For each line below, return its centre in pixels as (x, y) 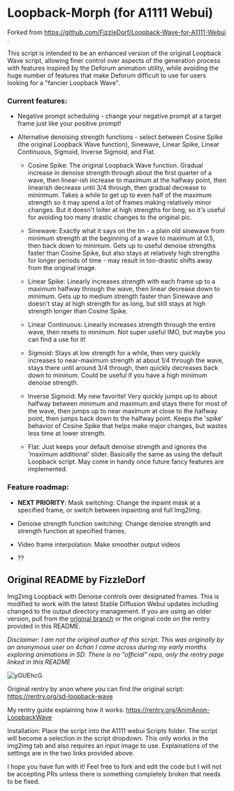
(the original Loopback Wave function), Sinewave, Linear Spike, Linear (118, 145)
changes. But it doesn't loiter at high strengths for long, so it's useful (126, 210)
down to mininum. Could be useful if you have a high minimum (117, 376)
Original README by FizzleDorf (76, 580)
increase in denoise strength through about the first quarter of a (119, 173)
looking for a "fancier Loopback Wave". (64, 82)
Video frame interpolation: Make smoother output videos (99, 544)
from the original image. (62, 268)
